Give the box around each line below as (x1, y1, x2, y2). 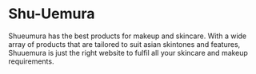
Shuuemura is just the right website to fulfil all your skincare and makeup (8, 48, 248, 57)
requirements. (8, 56, 54, 66)
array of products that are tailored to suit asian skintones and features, (8, 39, 241, 49)
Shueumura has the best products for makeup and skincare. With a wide (8, 31, 247, 41)
